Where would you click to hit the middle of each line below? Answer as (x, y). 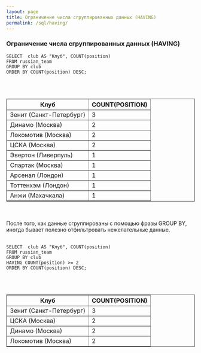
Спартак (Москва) (36, 165)
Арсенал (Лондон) (37, 175)
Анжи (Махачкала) (37, 195)
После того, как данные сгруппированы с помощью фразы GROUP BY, (97, 223)
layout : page (22, 12)
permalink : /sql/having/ (37, 23)
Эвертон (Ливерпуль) (42, 155)
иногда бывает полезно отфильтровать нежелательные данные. (88, 229)
